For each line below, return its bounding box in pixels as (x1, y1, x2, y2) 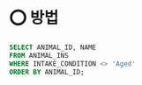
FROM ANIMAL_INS (9, 51, 69, 60)
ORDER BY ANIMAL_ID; (9, 67, 86, 76)
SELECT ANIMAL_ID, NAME (9, 43, 97, 52)
